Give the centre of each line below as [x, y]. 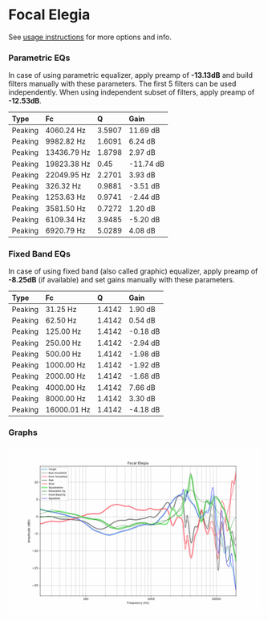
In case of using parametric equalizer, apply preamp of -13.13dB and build [131, 75]
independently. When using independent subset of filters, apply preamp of [132, 92]
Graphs [23, 432]
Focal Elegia [49, 15]
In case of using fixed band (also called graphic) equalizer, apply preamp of [133, 271]
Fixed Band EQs [39, 254]
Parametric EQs [39, 58]
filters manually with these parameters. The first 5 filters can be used [122, 84]
